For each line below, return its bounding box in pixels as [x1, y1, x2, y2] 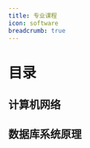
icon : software [8, 19, 59, 27]
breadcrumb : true [8, 26, 66, 34]
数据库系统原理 [8, 127, 82, 141]
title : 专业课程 [8, 11, 57, 20]
